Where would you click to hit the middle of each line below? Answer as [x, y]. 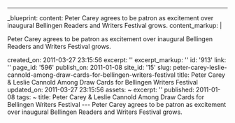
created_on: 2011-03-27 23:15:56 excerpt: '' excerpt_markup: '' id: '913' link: [117, 60]
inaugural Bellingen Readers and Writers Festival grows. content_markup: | [115, 26]
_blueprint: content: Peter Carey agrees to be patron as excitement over [111, 18]
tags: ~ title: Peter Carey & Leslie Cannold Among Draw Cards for [111, 97]
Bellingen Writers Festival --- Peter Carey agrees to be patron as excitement [117, 104]
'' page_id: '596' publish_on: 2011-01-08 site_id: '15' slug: [90, 67]
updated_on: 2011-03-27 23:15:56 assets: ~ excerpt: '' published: [101, 89]
